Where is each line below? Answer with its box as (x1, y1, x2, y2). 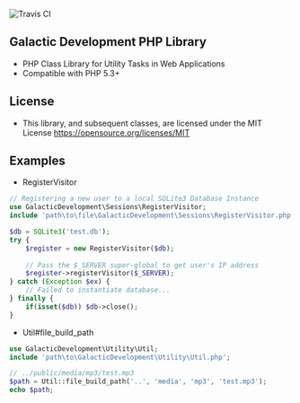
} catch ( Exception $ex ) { (9, 277, 110, 286)
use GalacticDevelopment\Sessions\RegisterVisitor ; (9, 203, 207, 212)
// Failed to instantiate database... (25, 285, 171, 295)
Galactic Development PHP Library (9, 34, 207, 49)
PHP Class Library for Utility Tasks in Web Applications (22, 58, 225, 69)
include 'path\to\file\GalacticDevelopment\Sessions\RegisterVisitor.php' (9, 211, 296, 220)
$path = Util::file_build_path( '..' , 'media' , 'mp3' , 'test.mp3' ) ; (9, 377, 268, 386)
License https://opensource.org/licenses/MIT (22, 127, 190, 138)
